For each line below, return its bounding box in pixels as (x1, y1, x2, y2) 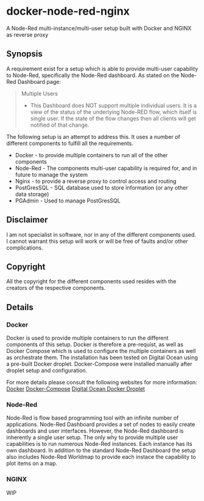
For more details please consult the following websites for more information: (6, 379, 198, 386)
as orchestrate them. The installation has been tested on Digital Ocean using (6, 354, 198, 362)
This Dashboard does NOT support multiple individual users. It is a (30, 102, 197, 109)
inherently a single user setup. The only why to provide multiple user (6, 434, 178, 441)
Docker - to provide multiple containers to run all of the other (15, 151, 168, 158)
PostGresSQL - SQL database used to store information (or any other (15, 184, 188, 191)
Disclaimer (6, 215, 48, 225)
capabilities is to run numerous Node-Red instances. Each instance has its (6, 440, 193, 448)
